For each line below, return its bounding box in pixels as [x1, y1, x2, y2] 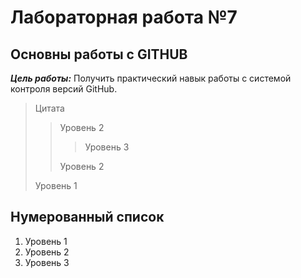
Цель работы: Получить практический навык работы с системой [10, 72, 292, 84]
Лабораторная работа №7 [10, 6, 238, 29]
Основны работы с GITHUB [10, 46, 188, 63]
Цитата [34, 102, 65, 114]
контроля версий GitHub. [10, 83, 118, 95]
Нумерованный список [10, 209, 165, 226]
